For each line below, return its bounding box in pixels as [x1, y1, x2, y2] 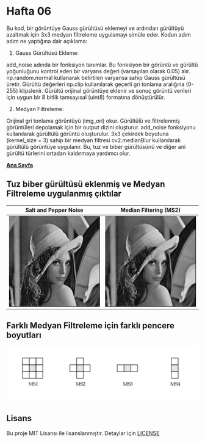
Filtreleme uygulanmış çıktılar [6, 189, 122, 199]
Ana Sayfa [6, 161, 34, 168]
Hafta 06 [6, 4, 52, 18]
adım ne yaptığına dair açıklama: [6, 37, 88, 45]
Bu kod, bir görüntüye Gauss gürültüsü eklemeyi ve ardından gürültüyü [6, 24, 184, 32]
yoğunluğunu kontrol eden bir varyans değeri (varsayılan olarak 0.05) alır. [6, 67, 191, 74]
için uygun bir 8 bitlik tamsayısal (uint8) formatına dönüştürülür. [6, 93, 165, 101]
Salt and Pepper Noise [25, 206, 84, 214]
